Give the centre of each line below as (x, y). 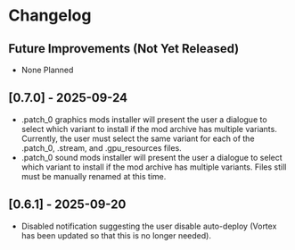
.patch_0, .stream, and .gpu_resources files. (101, 147)
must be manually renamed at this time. (94, 176)
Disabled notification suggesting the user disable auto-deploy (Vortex (149, 226)
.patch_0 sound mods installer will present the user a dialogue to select (152, 157)
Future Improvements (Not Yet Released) (124, 49)
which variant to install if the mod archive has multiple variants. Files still (154, 167)
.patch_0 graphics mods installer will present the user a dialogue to (144, 119)
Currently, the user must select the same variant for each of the (138, 138)
